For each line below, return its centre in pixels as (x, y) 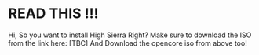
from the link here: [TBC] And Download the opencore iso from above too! (128, 43)
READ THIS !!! (53, 14)
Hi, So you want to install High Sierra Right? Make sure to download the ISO (130, 35)
